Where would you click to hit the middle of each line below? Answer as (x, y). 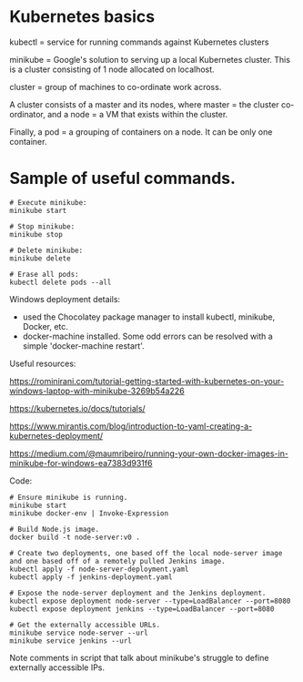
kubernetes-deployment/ (56, 435)
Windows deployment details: (65, 299)
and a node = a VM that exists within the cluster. (137, 114)
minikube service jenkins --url (71, 641)
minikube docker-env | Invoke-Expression (89, 513)
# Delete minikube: (46, 250)
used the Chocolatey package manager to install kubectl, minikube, (149, 317)
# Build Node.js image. (55, 529)
